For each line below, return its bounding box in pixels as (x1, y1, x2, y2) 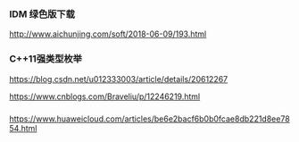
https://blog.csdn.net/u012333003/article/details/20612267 (9, 73, 228, 84)
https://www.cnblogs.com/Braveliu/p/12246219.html (9, 91, 201, 102)
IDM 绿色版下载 (9, 7, 76, 20)
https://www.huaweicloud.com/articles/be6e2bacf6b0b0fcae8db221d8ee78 (9, 113, 290, 124)
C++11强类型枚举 (9, 53, 83, 65)
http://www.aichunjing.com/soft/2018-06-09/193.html (9, 29, 207, 39)
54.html (9, 122, 37, 133)
